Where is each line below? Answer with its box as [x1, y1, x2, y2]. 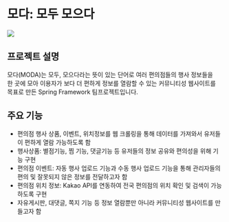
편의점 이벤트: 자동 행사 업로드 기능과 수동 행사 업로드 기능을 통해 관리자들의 [17, 163, 221, 172]
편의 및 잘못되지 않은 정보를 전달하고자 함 [17, 172, 128, 181]
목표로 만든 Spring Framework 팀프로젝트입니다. [7, 88, 139, 96]
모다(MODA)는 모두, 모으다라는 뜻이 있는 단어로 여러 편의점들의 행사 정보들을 [7, 70, 213, 79]
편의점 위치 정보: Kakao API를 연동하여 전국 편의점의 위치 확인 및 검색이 [17, 181, 210, 190]
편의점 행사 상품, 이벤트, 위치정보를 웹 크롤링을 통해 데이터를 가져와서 [17, 129, 203, 138]
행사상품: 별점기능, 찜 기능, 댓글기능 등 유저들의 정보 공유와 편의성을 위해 [17, 146, 212, 155]
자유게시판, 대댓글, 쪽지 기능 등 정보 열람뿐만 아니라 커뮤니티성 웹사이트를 [17, 198, 214, 207]
